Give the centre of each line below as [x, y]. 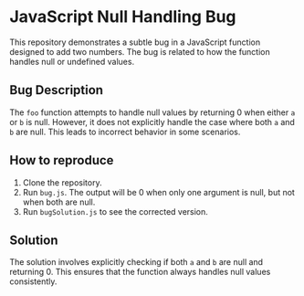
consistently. [33, 281]
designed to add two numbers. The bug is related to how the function [140, 51]
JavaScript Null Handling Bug [123, 17]
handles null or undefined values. [72, 61]
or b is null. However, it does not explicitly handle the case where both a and [152, 122]
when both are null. [59, 202]
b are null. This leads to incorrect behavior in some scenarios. [125, 132]
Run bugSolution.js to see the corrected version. [115, 211]
